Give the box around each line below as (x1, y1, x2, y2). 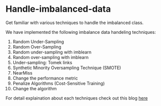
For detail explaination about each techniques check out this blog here (5, 95, 148, 101)
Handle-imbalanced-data (5, 3, 111, 15)
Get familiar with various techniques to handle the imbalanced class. (5, 20, 144, 26)
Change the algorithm (12, 85, 57, 91)
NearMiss (12, 70, 32, 76)
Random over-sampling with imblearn (12, 54, 89, 60)
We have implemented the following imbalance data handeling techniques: (5, 29, 156, 35)
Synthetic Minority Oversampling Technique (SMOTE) (12, 65, 121, 71)
